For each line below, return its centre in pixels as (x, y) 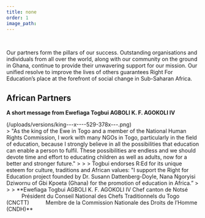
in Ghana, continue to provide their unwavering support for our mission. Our (102, 66)
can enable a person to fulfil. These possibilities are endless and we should (101, 151)
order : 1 (17, 18)
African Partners (39, 98)
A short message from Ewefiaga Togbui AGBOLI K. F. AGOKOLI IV (91, 113)
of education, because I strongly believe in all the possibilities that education (103, 144)
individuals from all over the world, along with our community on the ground (102, 59)
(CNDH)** (20, 209)
